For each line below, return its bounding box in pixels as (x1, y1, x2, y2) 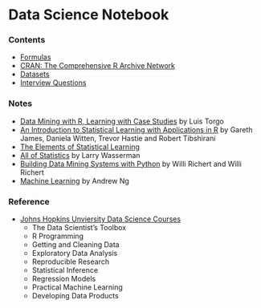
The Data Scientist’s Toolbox (31, 223, 127, 233)
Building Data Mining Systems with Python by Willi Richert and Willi (19, 159, 243, 168)
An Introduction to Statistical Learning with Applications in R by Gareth (19, 124, 253, 134)
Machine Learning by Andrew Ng (19, 176, 130, 185)
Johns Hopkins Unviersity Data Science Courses (19, 214, 181, 224)
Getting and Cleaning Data (31, 240, 120, 249)
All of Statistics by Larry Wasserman (19, 150, 141, 160)
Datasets (19, 70, 50, 79)
